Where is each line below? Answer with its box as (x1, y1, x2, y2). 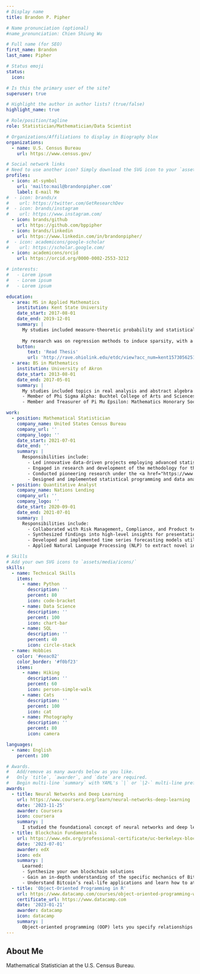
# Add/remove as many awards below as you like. (6, 769, 135, 775)
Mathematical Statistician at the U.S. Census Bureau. (6, 962, 136, 969)
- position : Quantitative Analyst (11, 482, 97, 488)
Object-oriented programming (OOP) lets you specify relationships (21, 924, 193, 930)
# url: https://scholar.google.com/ (6, 244, 105, 250)
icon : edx (17, 852, 42, 858)
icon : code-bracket (27, 598, 76, 604)
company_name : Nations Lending (17, 487, 95, 494)
